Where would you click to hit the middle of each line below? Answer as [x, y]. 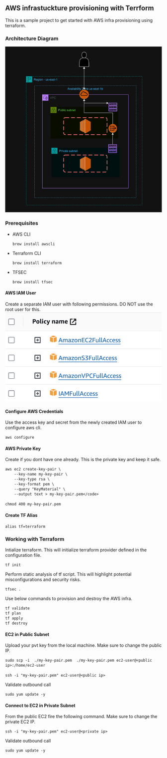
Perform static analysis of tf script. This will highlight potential [68, 574]
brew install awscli [34, 244]
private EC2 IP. [20, 722]
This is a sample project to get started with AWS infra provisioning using [79, 20]
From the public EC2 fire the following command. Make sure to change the [81, 717]
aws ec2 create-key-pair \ [33, 469]
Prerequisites [22, 223]
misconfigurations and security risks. [43, 579]
